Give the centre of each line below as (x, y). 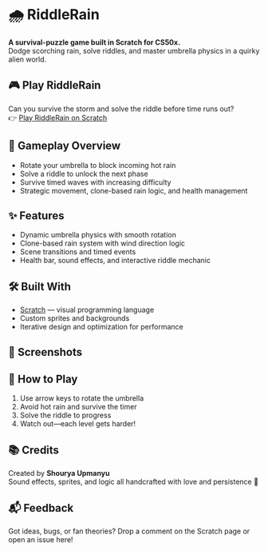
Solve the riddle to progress (65, 415)
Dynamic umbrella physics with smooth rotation (98, 235)
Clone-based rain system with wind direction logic (102, 243)
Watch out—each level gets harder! (78, 424)
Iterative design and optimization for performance (101, 327)
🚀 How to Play (43, 379)
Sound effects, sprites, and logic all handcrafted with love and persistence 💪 (134, 482)
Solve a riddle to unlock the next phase (84, 174)
